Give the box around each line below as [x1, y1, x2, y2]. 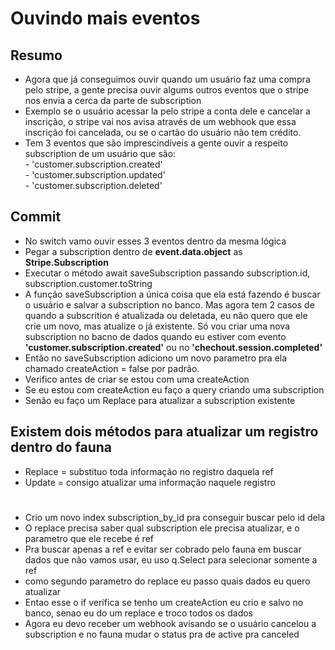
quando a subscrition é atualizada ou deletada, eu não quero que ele [24, 309, 308, 321]
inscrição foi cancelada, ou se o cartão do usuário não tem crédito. [24, 127, 302, 138]
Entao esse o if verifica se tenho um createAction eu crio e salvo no [24, 596, 304, 608]
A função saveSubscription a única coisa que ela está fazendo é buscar [24, 288, 321, 300]
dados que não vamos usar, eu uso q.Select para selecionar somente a [24, 553, 318, 566]
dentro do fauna [10, 439, 112, 456]
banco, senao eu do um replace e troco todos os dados [24, 607, 253, 619]
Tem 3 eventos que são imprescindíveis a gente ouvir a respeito [24, 137, 289, 149]
